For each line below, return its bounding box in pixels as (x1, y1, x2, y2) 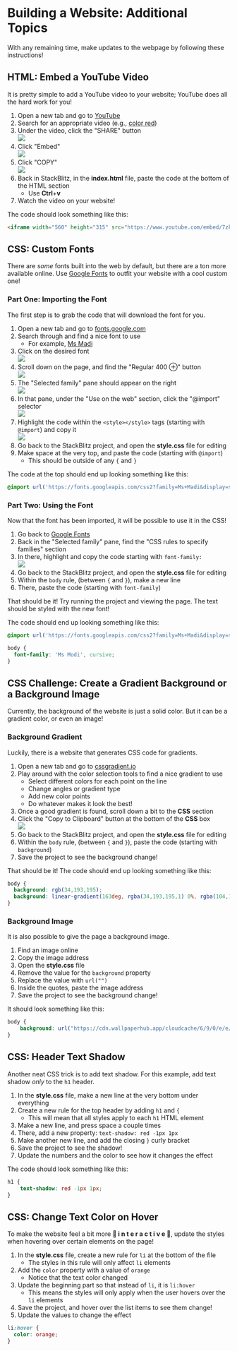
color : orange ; (13, 1331, 59, 1338)
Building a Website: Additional (7, 5, 188, 21)
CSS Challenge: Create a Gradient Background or (7, 677, 227, 689)
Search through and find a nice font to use (17, 332, 141, 340)
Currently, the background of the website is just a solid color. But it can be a (7, 707, 228, 716)
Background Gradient (7, 732, 83, 742)
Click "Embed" (17, 142, 61, 150)
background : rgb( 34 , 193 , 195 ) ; (13, 887, 102, 894)
